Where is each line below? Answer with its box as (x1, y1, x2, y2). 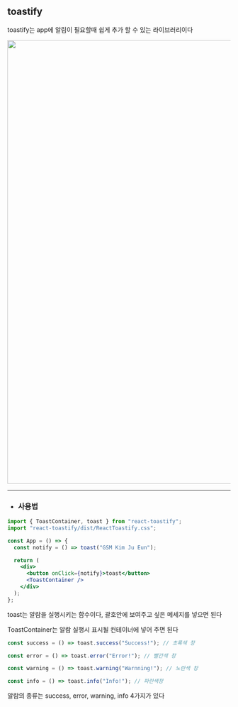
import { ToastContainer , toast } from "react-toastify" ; (7, 518, 182, 525)
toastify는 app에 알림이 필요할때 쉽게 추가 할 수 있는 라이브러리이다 (7, 25, 193, 34)
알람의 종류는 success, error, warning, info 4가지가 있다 (7, 691, 165, 700)
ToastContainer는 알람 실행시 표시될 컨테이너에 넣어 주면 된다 (7, 625, 178, 634)
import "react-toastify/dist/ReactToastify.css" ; (7, 525, 157, 532)
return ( (13, 557, 40, 564)
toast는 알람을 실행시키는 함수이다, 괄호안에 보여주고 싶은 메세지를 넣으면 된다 (7, 610, 222, 618)
